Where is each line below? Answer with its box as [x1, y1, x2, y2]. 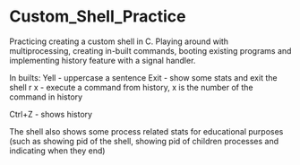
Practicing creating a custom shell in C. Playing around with [9, 36, 229, 47]
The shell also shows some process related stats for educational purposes [9, 126, 284, 136]
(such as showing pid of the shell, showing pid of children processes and [9, 135, 279, 146]
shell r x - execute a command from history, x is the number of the [9, 82, 253, 92]
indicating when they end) [9, 145, 106, 156]
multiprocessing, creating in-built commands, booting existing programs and [9, 45, 292, 56]
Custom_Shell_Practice [9, 6, 186, 27]
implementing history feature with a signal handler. [9, 55, 196, 65]
